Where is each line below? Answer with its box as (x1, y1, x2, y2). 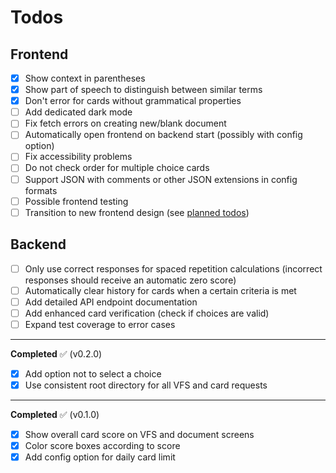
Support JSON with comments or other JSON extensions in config (24, 173, 298, 185)
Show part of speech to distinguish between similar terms (24, 84, 263, 96)
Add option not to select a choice (24, 367, 162, 380)
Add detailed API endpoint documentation (24, 296, 198, 308)
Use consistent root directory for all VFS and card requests (24, 379, 268, 391)
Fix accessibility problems (24, 151, 133, 163)
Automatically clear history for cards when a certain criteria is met (24, 284, 297, 296)
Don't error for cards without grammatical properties (24, 95, 242, 107)
